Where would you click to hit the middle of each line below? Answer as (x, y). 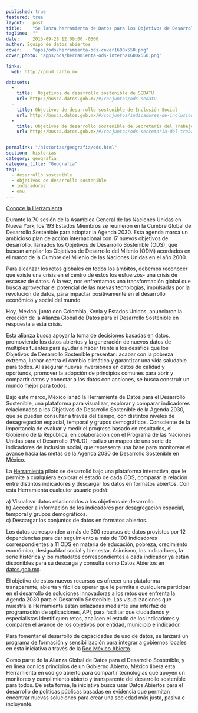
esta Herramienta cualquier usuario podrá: (57, 490)
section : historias (32, 153)
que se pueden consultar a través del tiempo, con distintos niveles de (90, 416)
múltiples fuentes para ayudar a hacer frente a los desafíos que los (88, 348)
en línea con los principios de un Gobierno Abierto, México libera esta (91, 666)
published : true (26, 12)
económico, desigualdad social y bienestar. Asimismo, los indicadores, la (95, 550)
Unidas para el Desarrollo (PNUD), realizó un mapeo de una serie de (89, 441)
